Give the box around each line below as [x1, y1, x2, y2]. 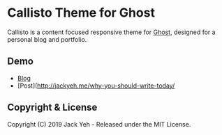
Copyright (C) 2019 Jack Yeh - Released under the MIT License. [7, 120, 191, 128]
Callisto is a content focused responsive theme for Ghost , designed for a [7, 28, 216, 36]
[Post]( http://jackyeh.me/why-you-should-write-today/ [17, 81, 175, 90]
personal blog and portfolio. [7, 35, 87, 43]
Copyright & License [7, 102, 98, 113]
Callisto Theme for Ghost [7, 5, 156, 21]
